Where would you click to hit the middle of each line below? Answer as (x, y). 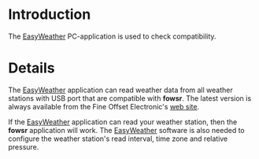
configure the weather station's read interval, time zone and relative (118, 139)
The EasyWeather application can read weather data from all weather (121, 90)
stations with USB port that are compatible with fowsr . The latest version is (130, 98)
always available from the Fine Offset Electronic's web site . (104, 106)
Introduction (50, 15)
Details (31, 68)
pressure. (24, 146)
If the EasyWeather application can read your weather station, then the (123, 122)
